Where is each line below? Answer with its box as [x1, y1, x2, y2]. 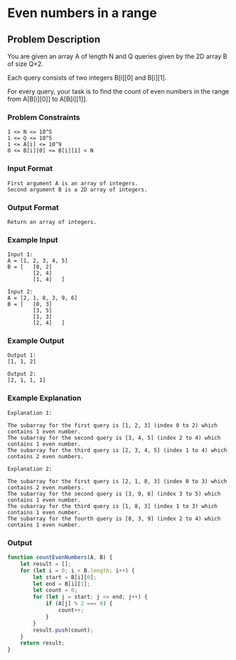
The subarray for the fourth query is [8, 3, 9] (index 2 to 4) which [7, 515, 221, 522]
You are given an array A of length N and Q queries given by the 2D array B [7, 52, 227, 60]
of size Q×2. [7, 60, 44, 68]
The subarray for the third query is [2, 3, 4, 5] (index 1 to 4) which [7, 446, 227, 454]
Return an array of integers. [7, 218, 97, 225]
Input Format [7, 163, 53, 173]
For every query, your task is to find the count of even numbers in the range [7, 87, 230, 95]
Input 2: [7, 288, 33, 296]
